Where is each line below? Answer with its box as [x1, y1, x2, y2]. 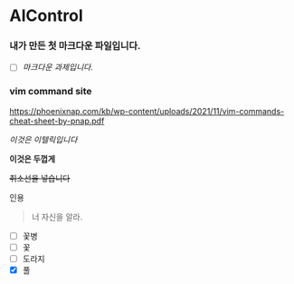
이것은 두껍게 [9, 153, 56, 164]
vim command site [9, 85, 92, 98]
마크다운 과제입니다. [22, 62, 93, 73]
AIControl [9, 5, 83, 26]
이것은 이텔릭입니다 [9, 133, 78, 145]
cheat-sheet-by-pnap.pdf [9, 115, 105, 126]
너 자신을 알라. [31, 211, 83, 222]
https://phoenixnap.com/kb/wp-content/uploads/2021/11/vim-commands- [9, 105, 285, 116]
